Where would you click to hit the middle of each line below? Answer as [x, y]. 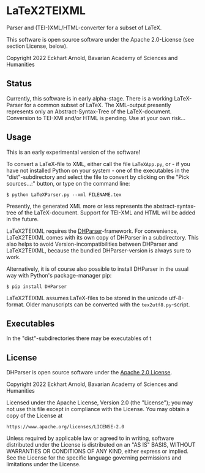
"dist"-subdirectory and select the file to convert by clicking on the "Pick [98, 177]
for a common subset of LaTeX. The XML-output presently [98, 105]
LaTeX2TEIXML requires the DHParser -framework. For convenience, [92, 231]
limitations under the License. [43, 464]
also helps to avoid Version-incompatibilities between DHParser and [92, 244]
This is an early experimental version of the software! [73, 152]
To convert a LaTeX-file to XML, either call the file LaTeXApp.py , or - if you [99, 164]
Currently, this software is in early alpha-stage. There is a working [90, 98]
